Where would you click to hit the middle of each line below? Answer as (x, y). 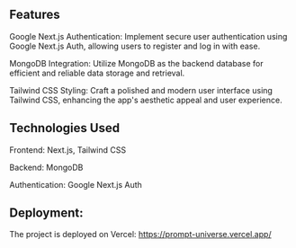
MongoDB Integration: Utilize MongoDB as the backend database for (136, 63)
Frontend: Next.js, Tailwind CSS (68, 150)
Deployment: (46, 213)
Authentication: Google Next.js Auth (76, 184)
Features (35, 15)
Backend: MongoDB (46, 167)
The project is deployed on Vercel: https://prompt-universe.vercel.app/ (140, 235)
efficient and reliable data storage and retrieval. (97, 73)
